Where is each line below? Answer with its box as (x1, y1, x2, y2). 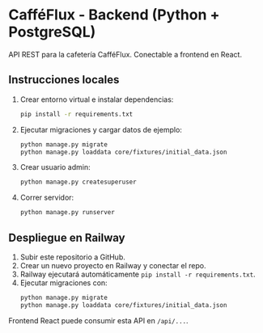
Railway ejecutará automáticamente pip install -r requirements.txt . (19, 269, 257, 279)
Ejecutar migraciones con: (19, 277, 108, 288)
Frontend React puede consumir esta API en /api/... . (8, 315, 189, 325)
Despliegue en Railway (8, 230, 125, 244)
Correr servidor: (19, 192, 74, 203)
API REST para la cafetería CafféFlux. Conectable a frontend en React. (8, 49, 243, 59)
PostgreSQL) (8, 23, 96, 41)
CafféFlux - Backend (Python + (8, 6, 220, 24)
